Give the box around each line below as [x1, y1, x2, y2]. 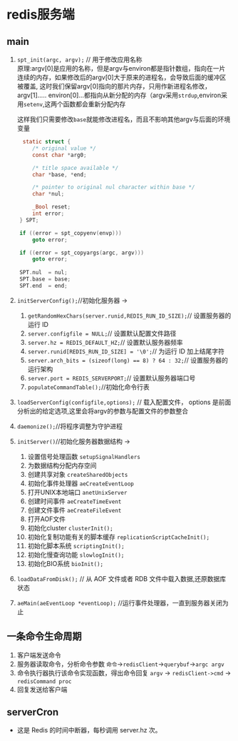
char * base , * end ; [32, 171, 87, 178]
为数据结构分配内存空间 [27, 461, 97, 470]
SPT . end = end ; [19, 282, 68, 289]
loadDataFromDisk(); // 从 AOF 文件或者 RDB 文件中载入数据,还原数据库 [16, 574, 226, 583]
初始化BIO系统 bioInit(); [27, 559, 104, 568]
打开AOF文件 [27, 515, 66, 523]
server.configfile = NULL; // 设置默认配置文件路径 [27, 329, 177, 338]
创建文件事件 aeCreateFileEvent [27, 505, 122, 514]
